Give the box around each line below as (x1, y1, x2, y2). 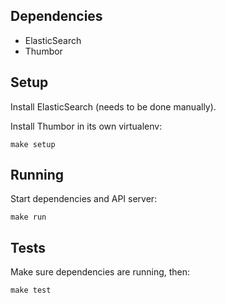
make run (10, 212, 47, 223)
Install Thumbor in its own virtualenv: (10, 120, 163, 132)
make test (10, 285, 52, 296)
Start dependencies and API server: (10, 193, 158, 205)
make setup (10, 139, 56, 149)
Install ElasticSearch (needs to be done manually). (10, 100, 217, 113)
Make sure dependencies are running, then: (10, 266, 191, 278)
